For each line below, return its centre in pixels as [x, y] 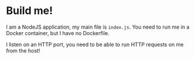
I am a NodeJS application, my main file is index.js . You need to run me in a [98, 27]
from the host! [23, 50]
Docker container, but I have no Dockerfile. [58, 33]
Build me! [30, 11]
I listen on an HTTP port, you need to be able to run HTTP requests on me [95, 44]
